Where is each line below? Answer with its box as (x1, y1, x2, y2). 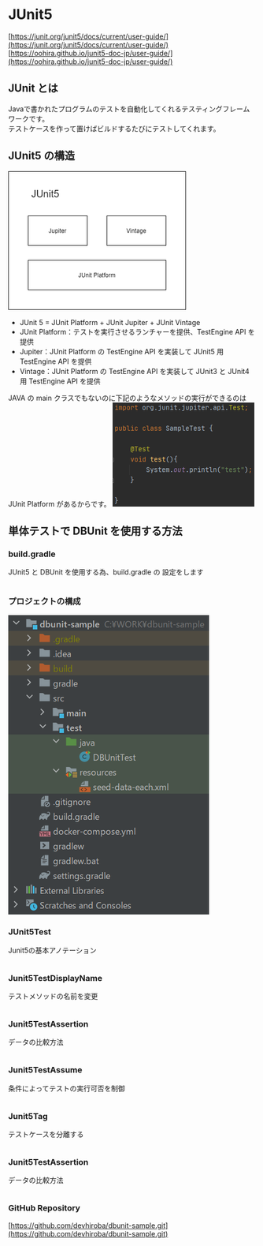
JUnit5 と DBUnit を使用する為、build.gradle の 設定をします (8, 567, 204, 577)
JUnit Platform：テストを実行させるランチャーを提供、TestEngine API (19, 327, 246, 336)
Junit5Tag (8, 1110, 49, 1121)
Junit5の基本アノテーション (8, 945, 97, 955)
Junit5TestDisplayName (8, 972, 103, 983)
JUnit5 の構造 (8, 149, 76, 163)
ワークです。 (8, 114, 50, 123)
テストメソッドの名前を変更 (8, 992, 98, 1001)
